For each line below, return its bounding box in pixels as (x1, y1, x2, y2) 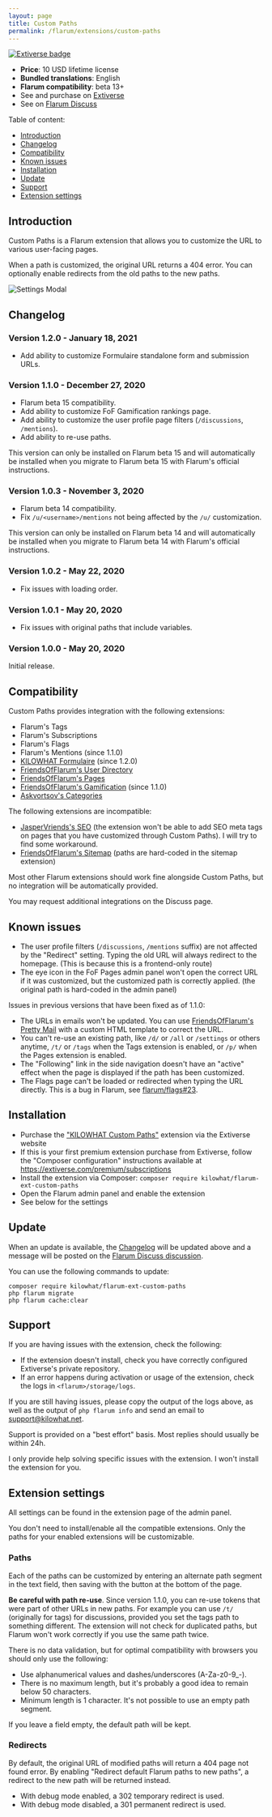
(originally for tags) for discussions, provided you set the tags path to (8, 1612, 240, 1622)
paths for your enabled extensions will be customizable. (8, 1532, 195, 1542)
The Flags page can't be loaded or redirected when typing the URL (19, 1076, 244, 1086)
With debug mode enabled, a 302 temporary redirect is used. (19, 1791, 225, 1801)
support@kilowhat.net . (8, 1414, 84, 1424)
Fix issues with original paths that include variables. (19, 623, 193, 633)
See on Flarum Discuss (19, 99, 97, 109)
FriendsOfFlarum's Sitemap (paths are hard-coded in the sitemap (19, 848, 238, 858)
